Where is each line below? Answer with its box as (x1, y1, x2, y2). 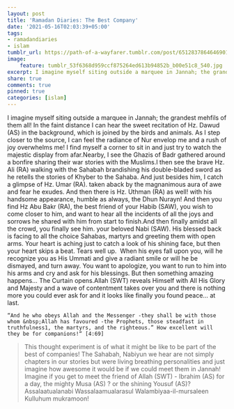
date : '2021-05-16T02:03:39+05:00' (7, 23, 111, 30)
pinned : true (7, 88, 45, 95)
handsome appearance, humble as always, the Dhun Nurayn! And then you (7, 195, 223, 203)
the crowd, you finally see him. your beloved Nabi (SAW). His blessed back (7, 224, 222, 233)
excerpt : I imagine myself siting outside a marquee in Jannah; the (7, 68, 210, 75)
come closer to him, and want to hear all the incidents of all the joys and (7, 210, 214, 218)
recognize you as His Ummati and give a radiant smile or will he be (7, 254, 198, 262)
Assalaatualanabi (24, 387, 74, 395)
